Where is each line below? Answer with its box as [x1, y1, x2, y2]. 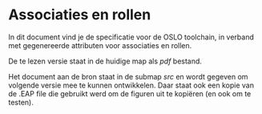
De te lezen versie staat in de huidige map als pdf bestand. [8, 56, 203, 66]
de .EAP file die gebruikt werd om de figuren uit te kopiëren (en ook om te [8, 88, 252, 98]
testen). [8, 97, 34, 107]
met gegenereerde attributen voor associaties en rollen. [8, 40, 192, 50]
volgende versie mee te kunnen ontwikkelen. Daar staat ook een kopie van [8, 80, 255, 90]
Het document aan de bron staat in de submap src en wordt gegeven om [8, 71, 248, 81]
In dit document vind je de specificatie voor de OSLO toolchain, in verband [8, 32, 255, 42]
